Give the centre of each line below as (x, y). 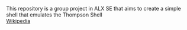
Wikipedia (18, 21)
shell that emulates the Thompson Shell (54, 15)
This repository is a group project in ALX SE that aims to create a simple (94, 9)
